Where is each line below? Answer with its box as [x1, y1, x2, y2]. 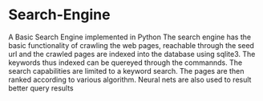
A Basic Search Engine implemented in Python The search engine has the [8, 32, 251, 42]
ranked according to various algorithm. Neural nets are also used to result [8, 75, 252, 84]
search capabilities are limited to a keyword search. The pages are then [8, 66, 245, 75]
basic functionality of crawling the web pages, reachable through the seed [8, 40, 255, 50]
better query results [8, 83, 74, 93]
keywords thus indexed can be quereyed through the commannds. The [8, 58, 243, 67]
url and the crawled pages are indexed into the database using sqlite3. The [8, 49, 256, 59]
